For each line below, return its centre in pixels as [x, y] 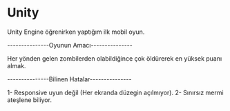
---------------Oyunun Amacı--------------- [70, 45]
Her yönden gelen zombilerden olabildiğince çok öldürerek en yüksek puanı [115, 58]
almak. [17, 65]
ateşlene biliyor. [29, 100]
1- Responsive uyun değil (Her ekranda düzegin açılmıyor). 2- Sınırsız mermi [115, 92]
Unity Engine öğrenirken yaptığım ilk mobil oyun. [76, 32]
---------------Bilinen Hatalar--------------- [69, 79]
